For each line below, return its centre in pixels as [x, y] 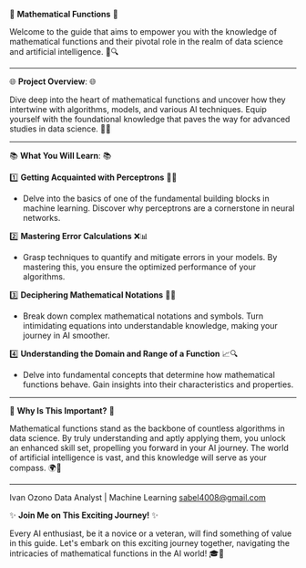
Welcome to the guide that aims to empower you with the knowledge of [143, 32]
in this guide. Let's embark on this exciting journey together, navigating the [149, 543]
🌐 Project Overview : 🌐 [53, 81]
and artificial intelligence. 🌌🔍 [64, 52]
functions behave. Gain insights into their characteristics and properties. [158, 384]
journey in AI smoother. [66, 335]
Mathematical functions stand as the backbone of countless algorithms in [147, 428]
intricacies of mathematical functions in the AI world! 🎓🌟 [117, 553]
